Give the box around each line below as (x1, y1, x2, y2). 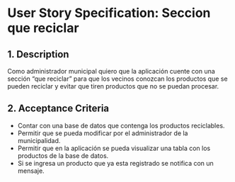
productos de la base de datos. (17, 151, 109, 160)
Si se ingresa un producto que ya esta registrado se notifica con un (17, 159, 214, 167)
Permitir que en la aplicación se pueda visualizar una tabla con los (17, 144, 211, 152)
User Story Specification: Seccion (7, 5, 211, 21)
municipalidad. (17, 136, 61, 144)
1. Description (7, 48, 69, 60)
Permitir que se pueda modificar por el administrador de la (17, 129, 188, 137)
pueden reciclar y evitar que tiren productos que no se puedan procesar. (7, 82, 219, 90)
